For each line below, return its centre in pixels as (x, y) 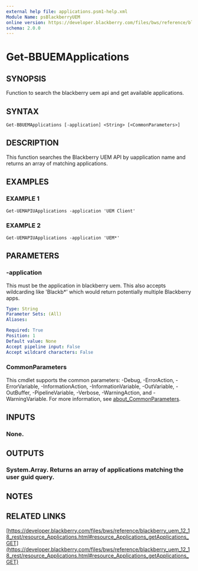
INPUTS (21, 418)
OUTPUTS (25, 453)
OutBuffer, (19, 393)
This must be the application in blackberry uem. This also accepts (86, 285)
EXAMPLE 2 (24, 225)
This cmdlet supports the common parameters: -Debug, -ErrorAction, (90, 380)
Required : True (25, 330)
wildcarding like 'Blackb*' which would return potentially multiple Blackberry (99, 291)
